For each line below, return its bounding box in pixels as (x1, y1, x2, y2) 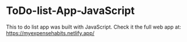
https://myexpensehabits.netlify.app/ (6, 29, 95, 36)
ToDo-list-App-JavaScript (6, 4, 135, 17)
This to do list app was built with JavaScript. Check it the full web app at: (6, 23, 181, 30)
